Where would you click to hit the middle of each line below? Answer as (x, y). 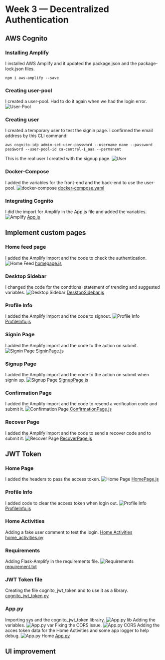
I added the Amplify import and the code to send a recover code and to (78, 433)
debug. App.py (38, 635)
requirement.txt (21, 567)
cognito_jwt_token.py (27, 596)
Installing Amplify (27, 53)
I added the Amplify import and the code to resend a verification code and (81, 404)
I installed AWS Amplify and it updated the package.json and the (71, 63)
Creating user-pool (29, 90)
